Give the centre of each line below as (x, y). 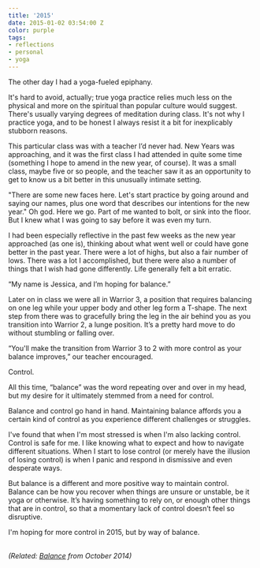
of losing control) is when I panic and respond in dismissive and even (120, 459)
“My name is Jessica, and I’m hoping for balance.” (89, 284)
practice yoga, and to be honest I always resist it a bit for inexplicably (121, 122)
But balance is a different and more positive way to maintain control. (119, 483)
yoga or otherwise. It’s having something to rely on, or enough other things (129, 500)
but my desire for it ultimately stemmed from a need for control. (111, 395)
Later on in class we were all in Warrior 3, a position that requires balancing (130, 299)
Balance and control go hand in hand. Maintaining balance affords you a (125, 410)
